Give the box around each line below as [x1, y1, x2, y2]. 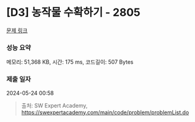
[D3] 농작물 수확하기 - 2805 [6, 5, 141, 19]
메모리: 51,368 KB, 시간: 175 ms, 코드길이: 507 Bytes [6, 58, 134, 66]
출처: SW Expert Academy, [21, 101, 88, 109]
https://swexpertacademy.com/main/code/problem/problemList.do [21, 109, 190, 116]
